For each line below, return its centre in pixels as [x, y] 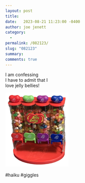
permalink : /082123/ [27, 43]
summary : [14, 54]
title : [12, 16]
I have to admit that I [27, 80]
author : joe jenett [26, 27]
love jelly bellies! [22, 85]
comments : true [21, 59]
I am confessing [22, 75]
